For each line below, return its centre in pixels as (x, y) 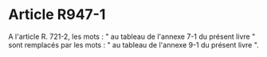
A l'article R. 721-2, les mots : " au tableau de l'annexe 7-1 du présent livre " (132, 36)
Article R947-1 (57, 15)
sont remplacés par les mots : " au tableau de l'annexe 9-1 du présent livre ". (133, 44)
